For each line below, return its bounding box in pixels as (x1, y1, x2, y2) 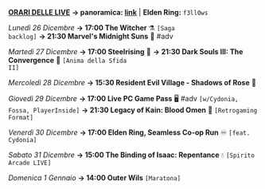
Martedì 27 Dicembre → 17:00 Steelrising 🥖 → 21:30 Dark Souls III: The (8, 47, 244, 56)
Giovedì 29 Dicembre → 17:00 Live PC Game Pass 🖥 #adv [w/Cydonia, (8, 94, 239, 103)
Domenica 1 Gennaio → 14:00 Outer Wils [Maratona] (8, 173, 181, 183)
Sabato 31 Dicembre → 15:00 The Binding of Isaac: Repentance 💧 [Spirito (8, 150, 255, 159)
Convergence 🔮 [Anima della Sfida (8, 56, 127, 65)
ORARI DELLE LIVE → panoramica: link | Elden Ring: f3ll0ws (8, 8, 208, 17)
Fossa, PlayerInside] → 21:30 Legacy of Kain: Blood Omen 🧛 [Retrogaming (8, 105, 258, 115)
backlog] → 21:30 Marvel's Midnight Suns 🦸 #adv (8, 32, 173, 41)
